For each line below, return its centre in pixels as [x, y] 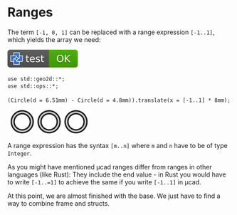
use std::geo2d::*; [36, 79]
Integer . [20, 153]
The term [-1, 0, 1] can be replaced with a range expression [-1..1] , [111, 32]
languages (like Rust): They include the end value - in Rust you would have [117, 174]
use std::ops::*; [33, 86]
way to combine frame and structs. [59, 203]
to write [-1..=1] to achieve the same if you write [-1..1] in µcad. [104, 182]
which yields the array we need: [54, 39]
